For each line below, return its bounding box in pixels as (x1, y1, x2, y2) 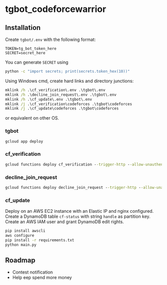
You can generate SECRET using (5, 59, 69, 65)
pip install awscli (5, 228, 46, 234)
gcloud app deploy (5, 139, 43, 144)
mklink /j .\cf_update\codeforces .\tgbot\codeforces (5, 106, 119, 111)
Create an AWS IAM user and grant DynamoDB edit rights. (5, 219, 124, 225)
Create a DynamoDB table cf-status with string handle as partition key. (5, 213, 151, 220)
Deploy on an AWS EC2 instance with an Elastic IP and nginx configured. (5, 208, 154, 214)
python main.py (5, 242, 37, 247)
